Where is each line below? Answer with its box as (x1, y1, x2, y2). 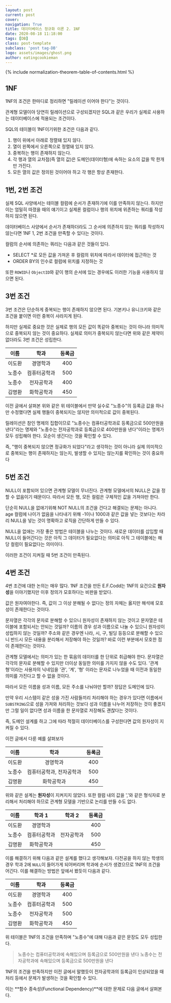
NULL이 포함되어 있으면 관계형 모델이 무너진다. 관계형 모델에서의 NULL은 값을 (5, 487, 160, 494)
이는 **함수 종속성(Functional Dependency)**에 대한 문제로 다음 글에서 (5, 986, 149, 992)
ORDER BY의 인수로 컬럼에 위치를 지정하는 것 (12, 258, 103, 264)
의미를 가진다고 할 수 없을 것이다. (5, 673, 71, 679)
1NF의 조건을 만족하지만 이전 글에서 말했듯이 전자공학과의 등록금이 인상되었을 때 (5, 969, 164, 975)
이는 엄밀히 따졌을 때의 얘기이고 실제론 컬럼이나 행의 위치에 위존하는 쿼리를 (5, 207, 154, 212)
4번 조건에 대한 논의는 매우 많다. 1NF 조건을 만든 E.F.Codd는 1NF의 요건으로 (5, 583, 156, 589)
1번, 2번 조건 (5, 185, 42, 194)
